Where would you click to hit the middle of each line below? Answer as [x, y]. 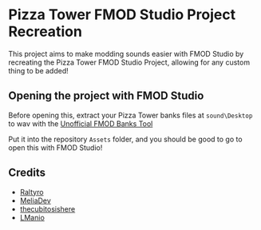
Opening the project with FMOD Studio [106, 96]
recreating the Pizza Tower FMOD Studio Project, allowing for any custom [129, 62]
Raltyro [32, 192]
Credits [27, 173]
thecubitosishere [47, 208]
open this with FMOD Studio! [55, 147]
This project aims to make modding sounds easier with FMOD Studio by [126, 54]
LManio [32, 217]
